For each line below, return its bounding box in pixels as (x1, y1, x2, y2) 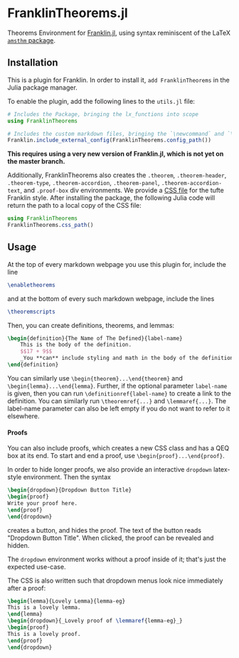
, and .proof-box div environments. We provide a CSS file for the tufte (20, 186, 224, 195)
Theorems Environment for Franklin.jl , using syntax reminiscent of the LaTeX (7, 28, 231, 37)
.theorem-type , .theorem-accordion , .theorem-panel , (7, 179, 160, 187)
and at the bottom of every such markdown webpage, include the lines (7, 294, 215, 303)
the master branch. (7, 157, 65, 166)
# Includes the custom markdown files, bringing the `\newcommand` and (7, 130, 224, 137)
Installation (7, 57, 58, 69)
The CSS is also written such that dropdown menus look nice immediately (7, 576, 223, 585)
